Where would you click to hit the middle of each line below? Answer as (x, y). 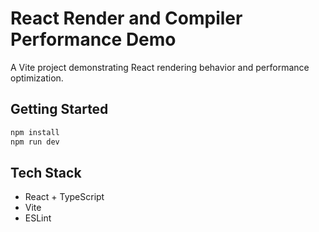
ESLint (38, 218)
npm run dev (35, 142)
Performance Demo (93, 39)
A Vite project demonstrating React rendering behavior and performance (160, 67)
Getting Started (59, 109)
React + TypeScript (64, 197)
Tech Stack (46, 172)
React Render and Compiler (126, 18)
